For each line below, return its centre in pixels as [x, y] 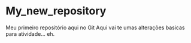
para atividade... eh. [30, 33]
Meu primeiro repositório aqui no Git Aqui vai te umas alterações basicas [95, 27]
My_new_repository [56, 11]
